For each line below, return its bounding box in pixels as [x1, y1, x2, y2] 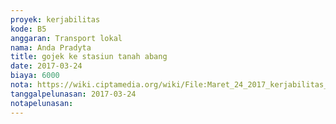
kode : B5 [10, 24, 47, 34]
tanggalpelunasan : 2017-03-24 [10, 89, 137, 99]
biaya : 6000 [10, 71, 60, 81]
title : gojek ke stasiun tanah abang [10, 52, 168, 62]
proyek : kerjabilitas [10, 14, 101, 25]
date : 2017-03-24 [10, 61, 83, 71]
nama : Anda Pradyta [10, 42, 92, 53]
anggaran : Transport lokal [10, 33, 123, 43]
